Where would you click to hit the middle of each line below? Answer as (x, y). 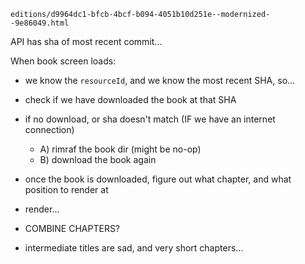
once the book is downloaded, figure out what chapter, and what (158, 179)
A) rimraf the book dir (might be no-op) (120, 149)
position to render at (66, 189)
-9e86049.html (40, 23)
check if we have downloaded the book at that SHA (130, 99)
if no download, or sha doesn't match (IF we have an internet (150, 119)
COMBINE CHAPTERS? (72, 228)
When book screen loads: (63, 61)
